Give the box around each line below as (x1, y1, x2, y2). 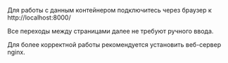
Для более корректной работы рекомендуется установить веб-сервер (7, 41, 222, 48)
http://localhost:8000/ (7, 13, 72, 22)
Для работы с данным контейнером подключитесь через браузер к (7, 6, 213, 14)
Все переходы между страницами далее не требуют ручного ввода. (7, 27, 214, 35)
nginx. (7, 48, 26, 56)
